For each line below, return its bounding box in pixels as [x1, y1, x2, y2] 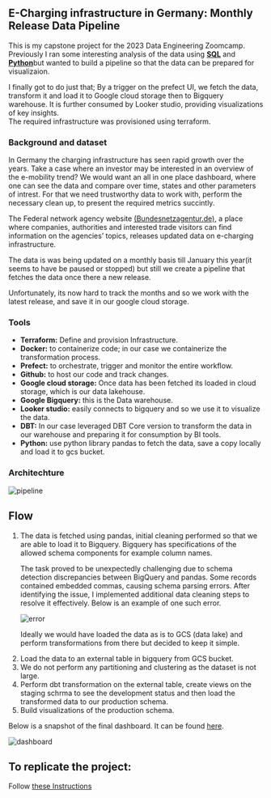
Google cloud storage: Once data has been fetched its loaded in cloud [19, 378, 256, 388]
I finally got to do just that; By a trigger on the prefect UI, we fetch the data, [8, 82, 259, 91]
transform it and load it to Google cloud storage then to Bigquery [8, 91, 224, 100]
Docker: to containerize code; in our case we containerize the [19, 344, 227, 354]
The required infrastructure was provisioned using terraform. [8, 117, 211, 126]
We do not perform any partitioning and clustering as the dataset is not [19, 662, 256, 672]
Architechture [8, 467, 65, 478]
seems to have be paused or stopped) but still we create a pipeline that [8, 264, 245, 274]
